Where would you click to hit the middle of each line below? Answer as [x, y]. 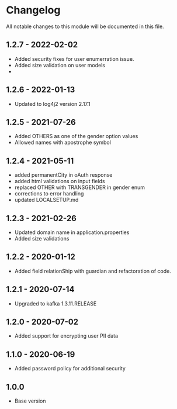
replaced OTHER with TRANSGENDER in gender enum [79, 187]
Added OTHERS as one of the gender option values [76, 136]
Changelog [33, 10]
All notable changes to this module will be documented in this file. [85, 26]
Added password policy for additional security [70, 369]
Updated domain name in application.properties [72, 232]
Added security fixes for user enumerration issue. [74, 59]
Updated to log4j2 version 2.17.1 [52, 104]
